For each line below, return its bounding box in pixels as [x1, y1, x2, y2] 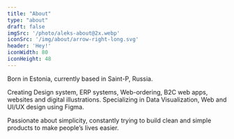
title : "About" [7, 10, 52, 17]
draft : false [7, 23, 45, 30]
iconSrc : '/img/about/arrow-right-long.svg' [7, 36, 139, 43]
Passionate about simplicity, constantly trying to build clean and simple [7, 116, 212, 124]
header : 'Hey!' [7, 42, 52, 49]
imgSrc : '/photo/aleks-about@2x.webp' [7, 29, 120, 37]
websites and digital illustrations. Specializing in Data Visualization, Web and [7, 95, 227, 104]
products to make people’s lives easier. [7, 123, 119, 132]
